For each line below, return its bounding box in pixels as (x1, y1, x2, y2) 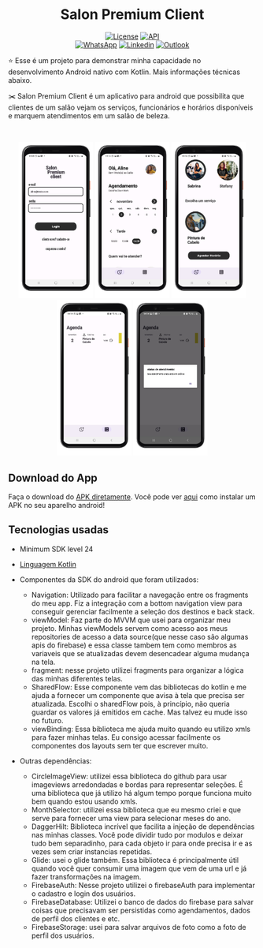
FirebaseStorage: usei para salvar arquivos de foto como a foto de (31, 922, 246, 931)
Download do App (8, 471, 98, 484)
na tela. (31, 657, 56, 666)
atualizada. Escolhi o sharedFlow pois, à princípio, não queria (31, 699, 230, 708)
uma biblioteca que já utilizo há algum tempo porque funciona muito (31, 788, 252, 797)
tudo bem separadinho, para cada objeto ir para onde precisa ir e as (31, 838, 253, 848)
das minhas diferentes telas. (31, 674, 124, 683)
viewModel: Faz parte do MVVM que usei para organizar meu (31, 615, 231, 625)
